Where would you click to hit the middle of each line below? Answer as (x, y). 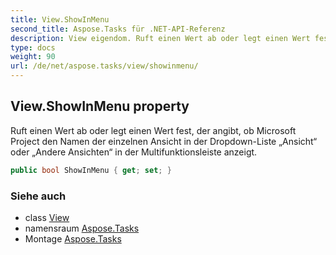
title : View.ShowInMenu (60, 19)
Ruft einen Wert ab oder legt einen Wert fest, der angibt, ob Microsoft (153, 130)
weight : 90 (33, 57)
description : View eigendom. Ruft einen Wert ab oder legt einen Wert (160, 38)
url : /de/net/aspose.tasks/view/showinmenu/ (104, 66)
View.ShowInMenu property (100, 106)
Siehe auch (38, 196)
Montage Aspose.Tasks (73, 238)
